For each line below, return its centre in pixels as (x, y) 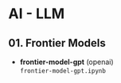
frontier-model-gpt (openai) (66, 62)
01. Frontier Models (57, 43)
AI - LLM (37, 14)
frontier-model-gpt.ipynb (62, 71)
